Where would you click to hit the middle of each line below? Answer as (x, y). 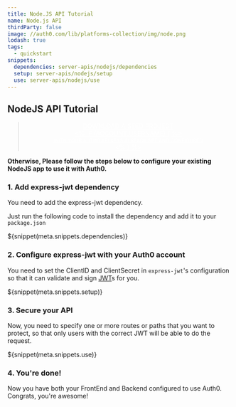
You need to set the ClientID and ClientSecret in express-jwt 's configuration (118, 270)
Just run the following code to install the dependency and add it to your (112, 216)
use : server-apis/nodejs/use (57, 80)
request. (20, 341)
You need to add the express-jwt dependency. (75, 203)
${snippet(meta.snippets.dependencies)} (68, 236)
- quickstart (33, 54)
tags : (15, 47)
